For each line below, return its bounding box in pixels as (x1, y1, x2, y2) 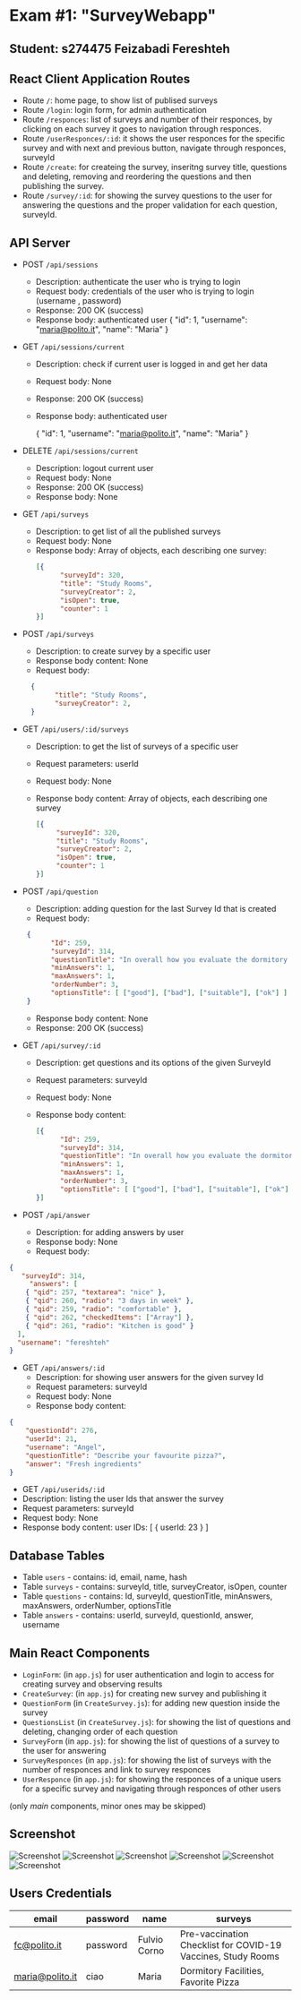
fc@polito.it (13, 1938, 63, 1951)
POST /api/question (21, 886, 99, 897)
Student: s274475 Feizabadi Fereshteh (9, 41, 230, 56)
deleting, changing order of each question (21, 1726, 178, 1738)
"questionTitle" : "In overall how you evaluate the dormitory (50, 955, 288, 964)
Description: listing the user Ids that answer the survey (21, 1493, 224, 1505)
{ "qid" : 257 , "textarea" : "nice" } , (25, 1288, 167, 1297)
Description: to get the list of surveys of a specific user (35, 741, 239, 751)
